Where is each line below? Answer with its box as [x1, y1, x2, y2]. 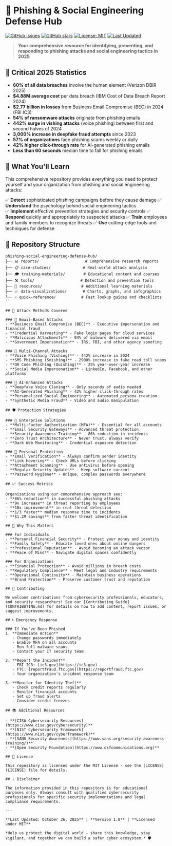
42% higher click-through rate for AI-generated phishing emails [12, 142, 150, 148]
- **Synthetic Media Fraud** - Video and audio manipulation [5, 398, 139, 403]
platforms [5, 371, 27, 376]
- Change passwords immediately [12, 636, 82, 641]
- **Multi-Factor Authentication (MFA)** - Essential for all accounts [5, 422, 162, 428]
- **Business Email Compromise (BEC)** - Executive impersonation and [5, 322, 160, 327]
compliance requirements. [5, 799, 61, 804]
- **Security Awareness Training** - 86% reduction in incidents [5, 431, 148, 437]
